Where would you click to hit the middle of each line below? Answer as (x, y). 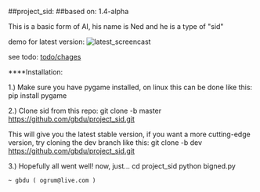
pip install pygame (38, 96)
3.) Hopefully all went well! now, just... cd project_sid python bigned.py (122, 166)
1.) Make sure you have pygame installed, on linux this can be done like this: (130, 87)
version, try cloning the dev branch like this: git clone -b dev (105, 143)
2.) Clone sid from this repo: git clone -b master (85, 110)
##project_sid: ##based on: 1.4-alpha (69, 11)
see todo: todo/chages (45, 57)
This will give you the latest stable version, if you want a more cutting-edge (129, 134)
